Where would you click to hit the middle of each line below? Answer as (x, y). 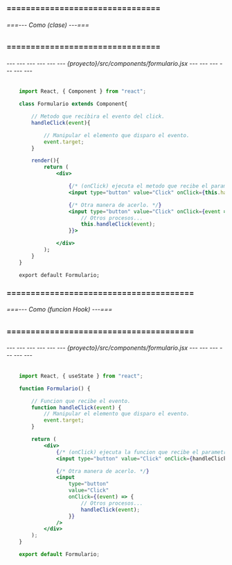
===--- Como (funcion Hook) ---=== (60, 310)
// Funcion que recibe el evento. (81, 401)
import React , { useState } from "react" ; (81, 376)
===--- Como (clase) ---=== (48, 25)
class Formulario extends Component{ (73, 104)
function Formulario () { (55, 388)
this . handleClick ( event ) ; (118, 224)
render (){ (45, 161)
